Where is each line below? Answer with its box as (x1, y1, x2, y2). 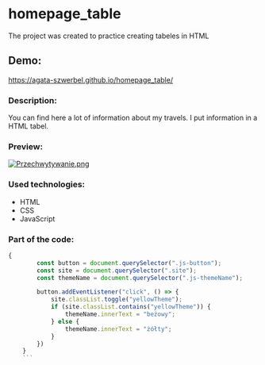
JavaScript (19, 213, 56, 223)
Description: (8, 94, 57, 106)
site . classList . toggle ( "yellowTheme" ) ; (50, 295, 182, 304)
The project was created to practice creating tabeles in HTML (8, 31, 209, 40)
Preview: (8, 140, 44, 152)
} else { (50, 317, 80, 325)
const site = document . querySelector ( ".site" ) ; (36, 267, 197, 275)
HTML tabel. (8, 121, 49, 131)
